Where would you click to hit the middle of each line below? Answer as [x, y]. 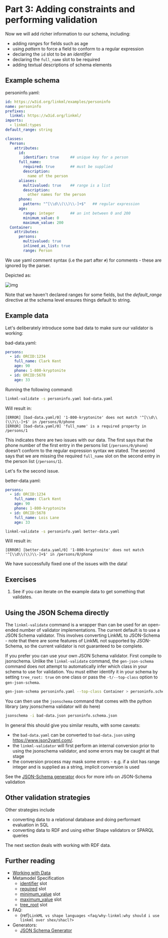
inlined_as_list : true [47, 246]
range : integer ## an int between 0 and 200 [77, 213]
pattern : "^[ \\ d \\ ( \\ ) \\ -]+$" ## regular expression [81, 204]
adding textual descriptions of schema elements [62, 65]
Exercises [21, 579]
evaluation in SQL [30, 825]
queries [20, 835]
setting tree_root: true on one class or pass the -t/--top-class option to [81, 677]
